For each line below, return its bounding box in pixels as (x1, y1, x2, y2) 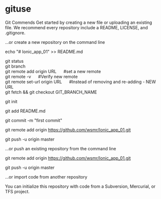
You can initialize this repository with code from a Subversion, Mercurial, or (5, 183, 156, 189)
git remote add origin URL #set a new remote (5, 68, 101, 74)
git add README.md (5, 108, 46, 114)
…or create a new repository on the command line (5, 39, 106, 45)
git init (5, 98, 18, 104)
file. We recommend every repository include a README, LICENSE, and (5, 24, 148, 30)
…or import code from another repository (5, 174, 88, 180)
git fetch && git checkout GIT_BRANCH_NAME (5, 89, 97, 95)
